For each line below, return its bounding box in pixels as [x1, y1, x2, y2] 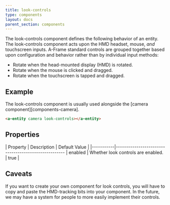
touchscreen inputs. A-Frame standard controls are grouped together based [5, 46, 165, 53]
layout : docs [5, 17, 33, 22]
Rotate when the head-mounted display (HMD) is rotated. [12, 62, 133, 68]
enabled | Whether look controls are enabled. [68, 149, 164, 156]
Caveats [5, 169, 32, 178]
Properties [5, 131, 40, 139]
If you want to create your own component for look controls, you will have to [5, 183, 165, 189]
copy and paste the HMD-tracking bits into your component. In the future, [5, 188, 160, 194]
